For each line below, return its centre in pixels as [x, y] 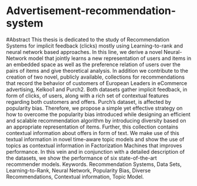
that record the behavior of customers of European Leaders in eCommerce [97, 83]
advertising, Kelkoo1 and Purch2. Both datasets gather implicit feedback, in [97, 89]
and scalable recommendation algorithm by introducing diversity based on [96, 120]
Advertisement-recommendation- [91, 11]
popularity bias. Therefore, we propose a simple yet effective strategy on [94, 108]
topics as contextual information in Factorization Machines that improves [94, 146]
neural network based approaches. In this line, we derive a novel [84, 52]
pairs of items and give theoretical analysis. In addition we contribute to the [97, 70]
